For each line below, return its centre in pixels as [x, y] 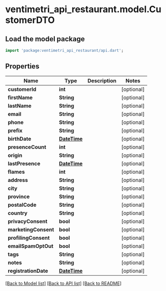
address [18, 180]
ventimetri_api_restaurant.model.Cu [83, 9]
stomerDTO [30, 20]
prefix [15, 131]
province [19, 197]
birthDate [20, 139]
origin [15, 155]
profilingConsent [29, 238]
